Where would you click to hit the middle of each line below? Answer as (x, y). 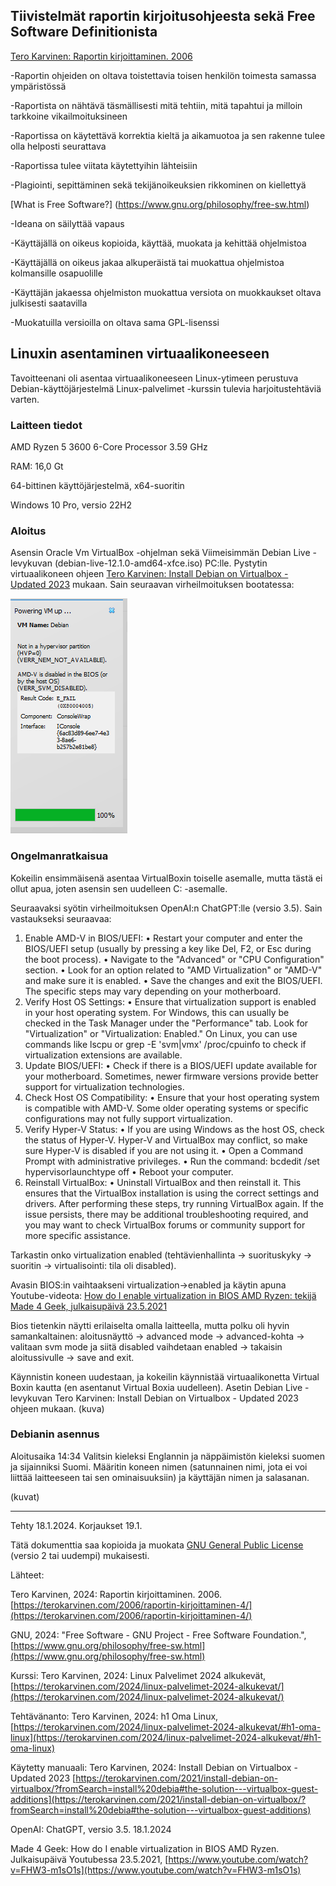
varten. (25, 399)
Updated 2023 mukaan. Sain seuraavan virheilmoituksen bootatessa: (152, 585)
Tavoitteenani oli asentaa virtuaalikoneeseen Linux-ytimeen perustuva (154, 378)
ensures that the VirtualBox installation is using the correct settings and (171, 1193)
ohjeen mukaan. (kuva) (57, 1408)
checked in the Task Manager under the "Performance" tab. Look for (166, 1023)
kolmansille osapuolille (56, 273)
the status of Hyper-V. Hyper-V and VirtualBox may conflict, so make (166, 1140)
